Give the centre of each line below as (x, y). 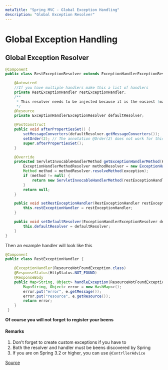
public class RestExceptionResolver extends (52, 74)
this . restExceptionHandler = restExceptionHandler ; (78, 208)
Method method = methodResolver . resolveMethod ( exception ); (86, 171)
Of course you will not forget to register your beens (59, 320)
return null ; (37, 190)
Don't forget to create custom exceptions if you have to (69, 342)
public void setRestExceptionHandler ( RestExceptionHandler (77, 204)
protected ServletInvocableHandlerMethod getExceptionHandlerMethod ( (88, 162)
